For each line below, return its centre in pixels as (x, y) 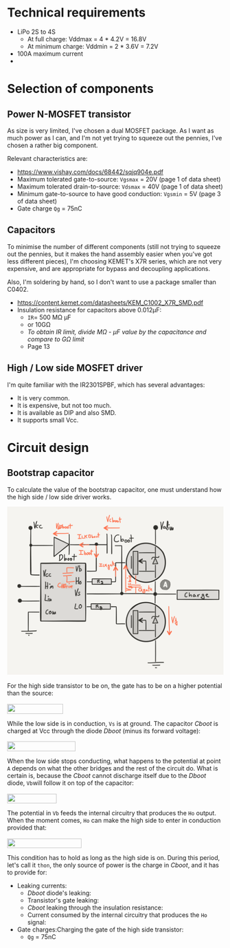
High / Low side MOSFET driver (75, 368)
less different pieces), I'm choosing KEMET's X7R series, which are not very (114, 261)
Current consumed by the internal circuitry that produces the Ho (117, 915)
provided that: (27, 828)
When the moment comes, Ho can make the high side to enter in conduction (114, 820)
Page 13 (38, 346)
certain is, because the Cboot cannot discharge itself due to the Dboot (107, 775)
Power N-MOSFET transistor (69, 114)
